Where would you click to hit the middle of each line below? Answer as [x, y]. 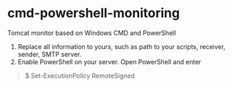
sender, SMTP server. [50, 54]
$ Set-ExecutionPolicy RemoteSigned [80, 76]
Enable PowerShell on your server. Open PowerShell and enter [109, 61]
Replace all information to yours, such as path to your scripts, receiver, [122, 46]
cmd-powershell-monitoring [94, 13]
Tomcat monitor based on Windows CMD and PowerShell [92, 33]
